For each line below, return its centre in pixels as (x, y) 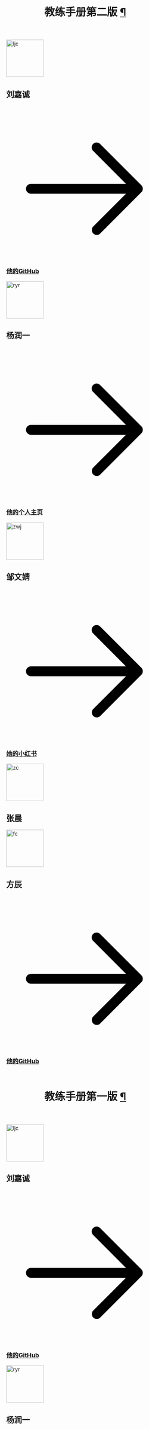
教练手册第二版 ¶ (85, 12)
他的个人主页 (25, 512)
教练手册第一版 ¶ (85, 1097)
